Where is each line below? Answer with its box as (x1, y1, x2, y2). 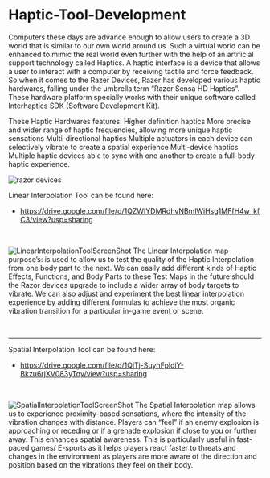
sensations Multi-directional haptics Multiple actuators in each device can (8, 133, 253, 143)
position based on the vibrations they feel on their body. (8, 459, 194, 469)
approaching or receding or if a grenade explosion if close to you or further (8, 426, 257, 435)
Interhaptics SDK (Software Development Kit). (8, 101, 161, 110)
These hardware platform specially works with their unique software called (8, 92, 256, 102)
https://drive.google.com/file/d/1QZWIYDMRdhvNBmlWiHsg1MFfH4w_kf (19, 206, 260, 215)
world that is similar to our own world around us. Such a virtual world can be (8, 40, 261, 50)
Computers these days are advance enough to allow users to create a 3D (8, 32, 251, 42)
